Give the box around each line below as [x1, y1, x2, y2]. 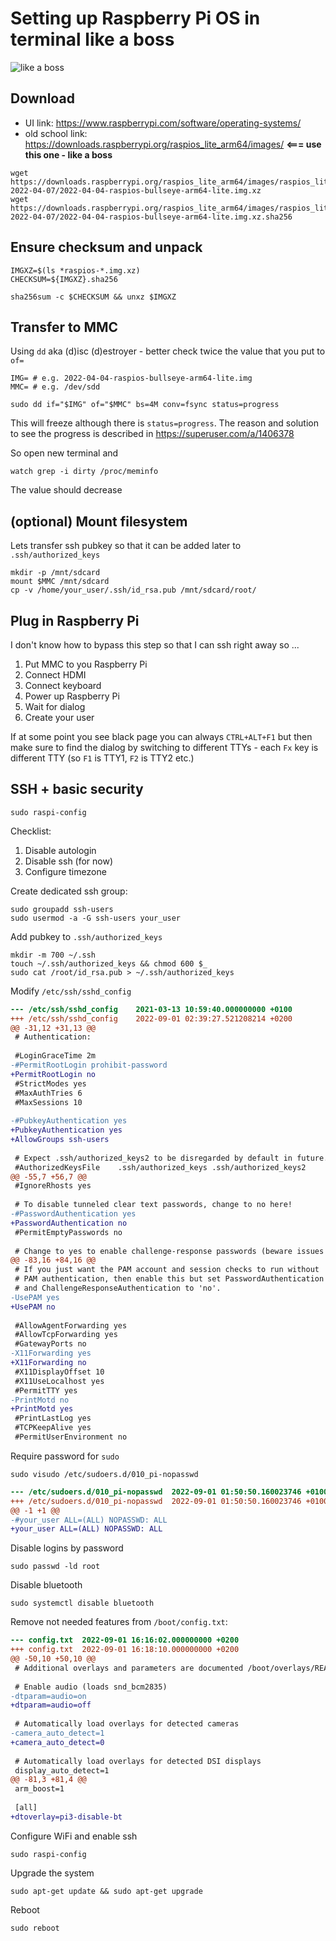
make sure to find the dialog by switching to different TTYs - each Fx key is [10, 742, 319, 753]
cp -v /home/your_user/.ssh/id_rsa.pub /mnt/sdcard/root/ [10, 585, 257, 596]
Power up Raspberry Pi [24, 690, 120, 702]
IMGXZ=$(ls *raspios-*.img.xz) [10, 265, 141, 276]
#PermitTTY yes [14, 1385, 78, 1396]
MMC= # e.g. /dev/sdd [10, 382, 101, 392]
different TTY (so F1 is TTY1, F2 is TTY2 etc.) [10, 752, 195, 764]
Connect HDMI [24, 669, 87, 681]
